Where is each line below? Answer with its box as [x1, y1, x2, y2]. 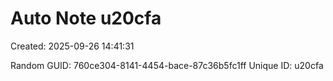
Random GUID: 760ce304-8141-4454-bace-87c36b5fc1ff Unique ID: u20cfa [10, 59, 324, 71]
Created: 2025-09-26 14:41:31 [10, 40, 135, 52]
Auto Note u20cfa [10, 7, 162, 30]
